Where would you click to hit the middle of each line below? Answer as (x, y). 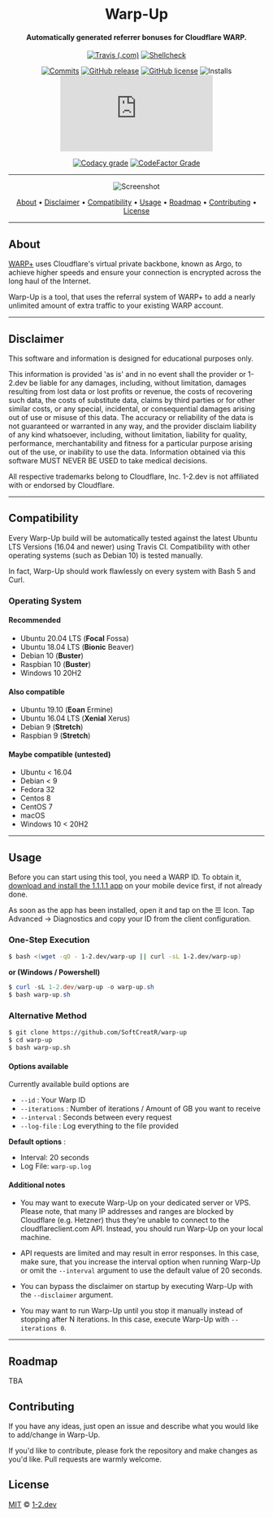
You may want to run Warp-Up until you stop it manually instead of (132, 1311)
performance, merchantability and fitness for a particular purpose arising (131, 444)
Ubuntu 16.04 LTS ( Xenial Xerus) (75, 718)
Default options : (37, 1142)
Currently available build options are (69, 1085)
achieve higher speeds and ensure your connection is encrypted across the (135, 273)
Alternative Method (48, 1016)
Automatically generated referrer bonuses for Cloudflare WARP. (136, 37)
